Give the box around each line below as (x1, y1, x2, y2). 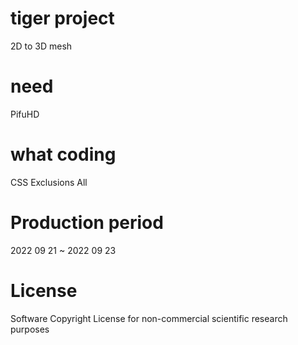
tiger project (10, 7, 115, 30)
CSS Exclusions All (10, 176, 88, 188)
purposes (10, 323, 50, 335)
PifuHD (10, 108, 40, 120)
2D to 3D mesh (10, 40, 73, 52)
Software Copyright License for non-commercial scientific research (10, 312, 288, 324)
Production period (10, 212, 164, 234)
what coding (10, 143, 117, 166)
